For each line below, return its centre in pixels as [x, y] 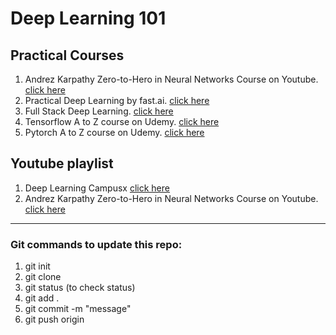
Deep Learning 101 [88, 18]
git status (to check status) [80, 288]
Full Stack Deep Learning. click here [99, 111]
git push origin [54, 319]
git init [37, 266]
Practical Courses [67, 55]
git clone [43, 277]
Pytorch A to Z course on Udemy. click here [114, 132]
